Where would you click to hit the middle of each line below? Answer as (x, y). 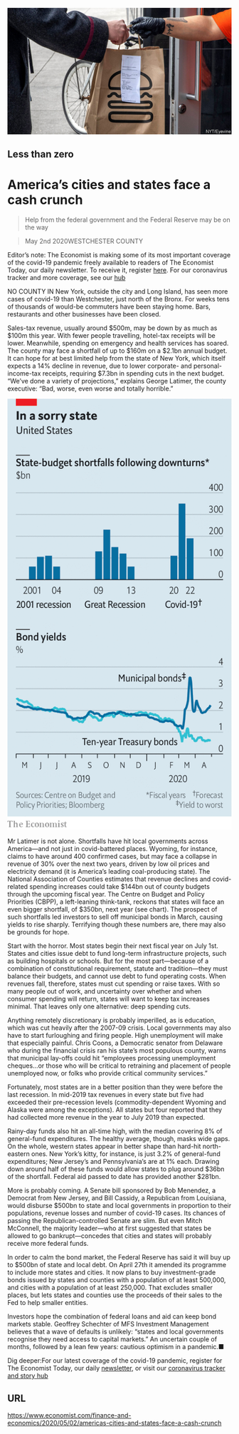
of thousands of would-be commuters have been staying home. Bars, (109, 306)
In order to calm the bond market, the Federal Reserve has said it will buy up (119, 1257)
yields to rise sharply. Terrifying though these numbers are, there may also (117, 924)
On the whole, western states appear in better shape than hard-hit (104, 1146)
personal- (208, 366)
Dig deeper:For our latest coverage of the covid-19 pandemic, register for (115, 1361)
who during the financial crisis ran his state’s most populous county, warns (117, 1051)
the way (36, 227)
